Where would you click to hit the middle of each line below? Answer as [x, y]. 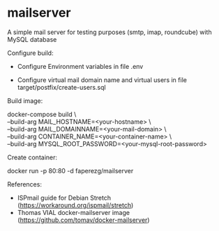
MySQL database [32, 39]
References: [24, 184]
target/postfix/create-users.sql [61, 87]
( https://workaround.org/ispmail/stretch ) [75, 205]
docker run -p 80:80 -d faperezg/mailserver [70, 170]
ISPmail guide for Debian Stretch [64, 198]
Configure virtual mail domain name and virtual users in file [102, 80]
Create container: [32, 157]
